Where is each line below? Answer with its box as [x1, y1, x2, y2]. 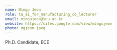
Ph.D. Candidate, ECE [5, 39, 50, 45]
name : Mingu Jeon [5, 7, 41, 12]
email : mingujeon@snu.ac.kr [5, 16, 64, 21]
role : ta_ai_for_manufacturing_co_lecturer [5, 12, 97, 17]
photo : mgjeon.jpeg [5, 26, 46, 31]
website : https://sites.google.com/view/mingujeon [5, 21, 113, 26]
